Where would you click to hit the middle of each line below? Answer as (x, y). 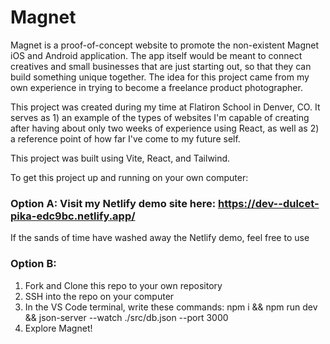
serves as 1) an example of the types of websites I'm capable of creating (160, 117)
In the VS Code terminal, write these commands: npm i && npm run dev (171, 307)
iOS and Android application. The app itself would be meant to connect (156, 55)
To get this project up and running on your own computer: (129, 177)
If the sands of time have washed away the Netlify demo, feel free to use (160, 238)
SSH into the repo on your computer (99, 296)
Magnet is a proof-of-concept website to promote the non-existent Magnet (165, 45)
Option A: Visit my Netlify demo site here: (113, 203)
